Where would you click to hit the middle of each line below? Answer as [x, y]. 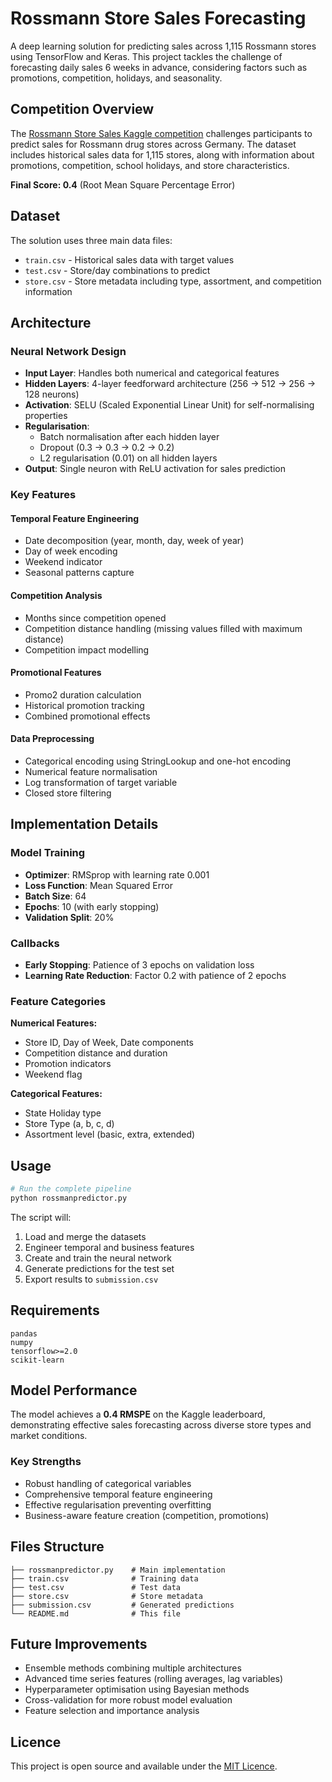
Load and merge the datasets [85, 1236]
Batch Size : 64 [55, 896]
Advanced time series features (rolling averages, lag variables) [154, 1679]
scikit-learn [37, 1360]
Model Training [48, 853]
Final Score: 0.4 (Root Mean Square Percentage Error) [123, 184]
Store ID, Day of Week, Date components [109, 1043]
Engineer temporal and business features [109, 1247]
